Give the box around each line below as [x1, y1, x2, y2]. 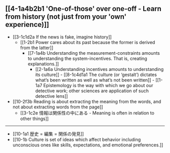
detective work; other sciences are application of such [35, 88, 149, 94]
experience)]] [5, 20, 50, 29]
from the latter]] [20, 45, 54, 51]
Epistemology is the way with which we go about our [43, 82, 153, 88]
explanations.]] [27, 61, 59, 67]
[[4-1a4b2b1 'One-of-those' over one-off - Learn [5, 5, 162, 13]
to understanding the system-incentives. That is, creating [27, 55, 148, 61]
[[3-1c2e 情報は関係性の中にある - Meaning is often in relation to [20, 109, 154, 116]
